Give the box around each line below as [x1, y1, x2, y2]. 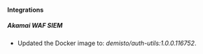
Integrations [7, 6, 44, 14]
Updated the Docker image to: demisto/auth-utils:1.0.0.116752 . [17, 39, 197, 47]
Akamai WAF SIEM [7, 21, 63, 30]
